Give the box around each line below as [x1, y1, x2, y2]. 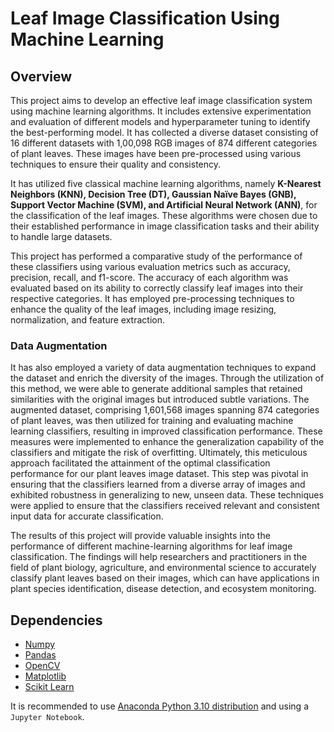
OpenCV [24, 660, 61, 672]
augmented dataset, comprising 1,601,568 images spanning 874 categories [10, 404, 320, 416]
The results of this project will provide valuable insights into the [10, 530, 271, 542]
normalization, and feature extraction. [10, 314, 165, 326]
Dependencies [10, 612, 103, 629]
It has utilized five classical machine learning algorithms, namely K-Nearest [10, 178, 322, 189]
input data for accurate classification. [10, 510, 164, 522]
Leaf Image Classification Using [10, 7, 280, 30]
